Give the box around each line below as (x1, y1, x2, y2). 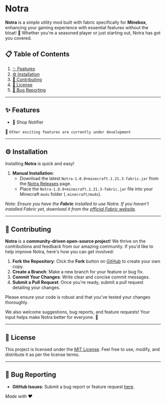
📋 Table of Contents (5, 50, 70, 58)
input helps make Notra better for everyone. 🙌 (5, 314, 99, 320)
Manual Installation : (12, 170, 54, 176)
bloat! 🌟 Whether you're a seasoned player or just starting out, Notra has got (5, 30, 161, 36)
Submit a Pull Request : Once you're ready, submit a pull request (12, 279, 144, 285)
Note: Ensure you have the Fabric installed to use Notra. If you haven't (5, 201, 149, 207)
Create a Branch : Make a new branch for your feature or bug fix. (12, 269, 144, 275)
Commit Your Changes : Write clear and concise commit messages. (12, 274, 150, 280)
